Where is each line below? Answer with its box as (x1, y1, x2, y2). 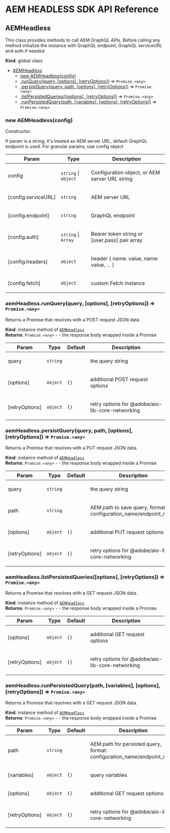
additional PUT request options (90, 528, 164, 535)
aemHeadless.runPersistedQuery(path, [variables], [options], (5, 682, 160, 689)
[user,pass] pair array (91, 237, 143, 244)
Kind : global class (5, 58, 43, 64)
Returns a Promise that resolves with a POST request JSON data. (5, 316, 141, 322)
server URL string (91, 176, 133, 183)
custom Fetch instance (91, 280, 145, 287)
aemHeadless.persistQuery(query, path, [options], (5, 427, 133, 434)
